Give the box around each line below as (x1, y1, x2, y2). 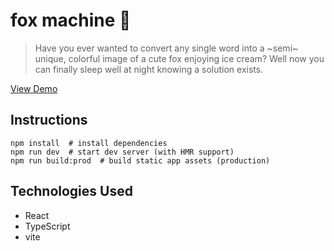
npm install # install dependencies (10, 138, 168, 148)
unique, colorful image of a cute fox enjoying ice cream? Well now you (34, 52, 325, 64)
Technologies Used (10, 183, 133, 200)
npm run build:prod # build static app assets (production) (10, 155, 271, 166)
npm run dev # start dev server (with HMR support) (10, 147, 235, 157)
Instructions (10, 112, 88, 129)
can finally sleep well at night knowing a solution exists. (34, 63, 264, 75)
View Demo (10, 82, 58, 94)
